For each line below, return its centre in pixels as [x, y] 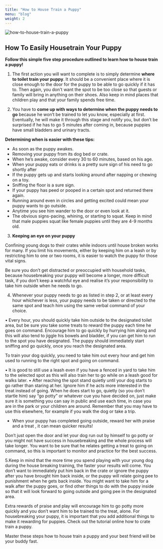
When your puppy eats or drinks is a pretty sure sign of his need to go [82, 165]
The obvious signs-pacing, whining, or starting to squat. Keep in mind [82, 216]
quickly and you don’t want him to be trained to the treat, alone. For [72, 511]
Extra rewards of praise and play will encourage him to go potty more [74, 506]
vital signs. [16, 261]
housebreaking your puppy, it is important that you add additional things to [80, 516]
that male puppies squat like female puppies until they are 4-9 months [82, 221]
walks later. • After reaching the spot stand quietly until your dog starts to [79, 381]
